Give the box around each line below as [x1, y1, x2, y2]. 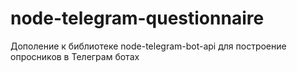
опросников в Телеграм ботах [10, 50, 140, 62]
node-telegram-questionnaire [10, 7, 265, 30]
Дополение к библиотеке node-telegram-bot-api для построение [10, 40, 287, 52]
